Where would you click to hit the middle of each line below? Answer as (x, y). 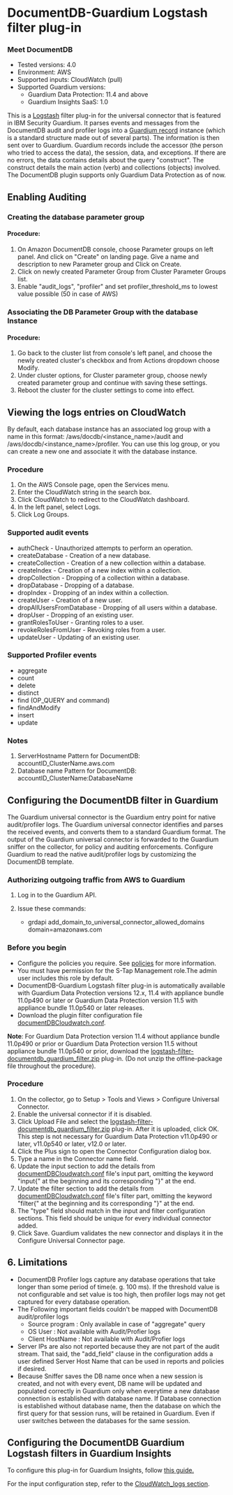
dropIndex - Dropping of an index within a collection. (93, 592)
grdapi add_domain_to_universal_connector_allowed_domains (116, 922)
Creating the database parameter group (76, 217)
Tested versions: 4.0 (47, 65)
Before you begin (37, 948)
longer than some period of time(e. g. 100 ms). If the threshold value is (118, 1286)
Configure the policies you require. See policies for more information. (116, 963)
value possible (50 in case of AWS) (68, 294)
